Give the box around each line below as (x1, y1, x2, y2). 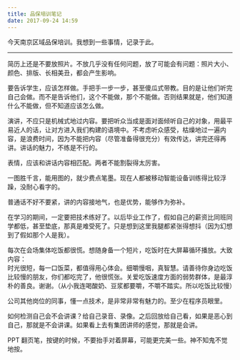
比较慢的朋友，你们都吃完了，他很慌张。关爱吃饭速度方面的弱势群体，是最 (7, 272, 226, 281)
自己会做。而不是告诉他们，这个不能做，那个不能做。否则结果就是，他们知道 (7, 92, 233, 101)
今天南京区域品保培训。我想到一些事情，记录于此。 (7, 37, 158, 46)
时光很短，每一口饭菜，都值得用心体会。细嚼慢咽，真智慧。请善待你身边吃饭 (7, 263, 233, 272)
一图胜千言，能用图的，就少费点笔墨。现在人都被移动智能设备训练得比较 (7, 173, 220, 182)
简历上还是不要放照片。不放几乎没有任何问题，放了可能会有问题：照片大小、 (7, 59, 233, 68)
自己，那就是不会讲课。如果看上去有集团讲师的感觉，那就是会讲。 (7, 320, 201, 329)
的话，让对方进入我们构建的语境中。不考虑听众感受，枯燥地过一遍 (26, 125, 220, 134)
